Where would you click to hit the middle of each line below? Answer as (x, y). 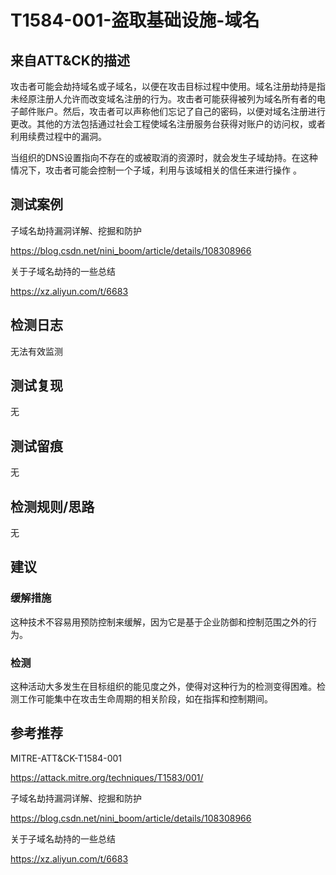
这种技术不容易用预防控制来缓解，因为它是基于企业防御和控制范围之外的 (159, 622)
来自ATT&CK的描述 (70, 60)
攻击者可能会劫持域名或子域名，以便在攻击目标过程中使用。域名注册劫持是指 (168, 86)
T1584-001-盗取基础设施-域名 (135, 20)
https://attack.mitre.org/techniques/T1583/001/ (107, 777)
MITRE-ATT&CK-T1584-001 (66, 758)
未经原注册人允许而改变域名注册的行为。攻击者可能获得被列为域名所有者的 (163, 99)
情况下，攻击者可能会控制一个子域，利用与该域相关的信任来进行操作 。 (156, 170)
